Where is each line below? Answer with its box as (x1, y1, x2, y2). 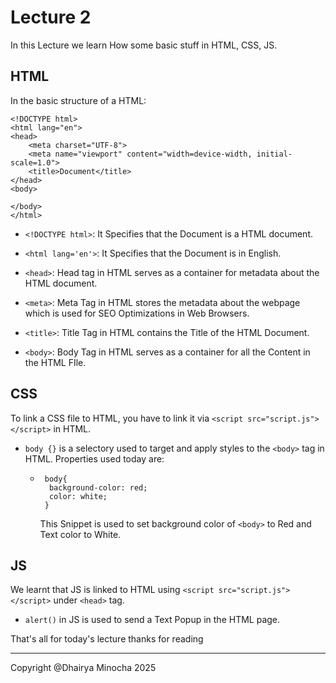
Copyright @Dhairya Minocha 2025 (10, 662, 157, 674)
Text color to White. (39, 528, 122, 540)
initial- (256, 149, 293, 159)
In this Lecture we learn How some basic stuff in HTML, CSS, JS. (10, 39, 278, 51)
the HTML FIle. (24, 356, 87, 368)
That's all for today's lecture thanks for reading (10, 633, 204, 645)
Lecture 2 (10, 6, 92, 29)
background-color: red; (48, 482, 148, 493)
